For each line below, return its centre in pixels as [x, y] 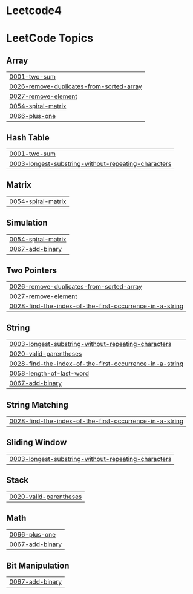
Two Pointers [32, 271]
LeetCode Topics [50, 38]
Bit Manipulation [38, 565]
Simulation [27, 223]
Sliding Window [37, 442]
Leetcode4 [34, 11]
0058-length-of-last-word [49, 374]
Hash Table [28, 138]
